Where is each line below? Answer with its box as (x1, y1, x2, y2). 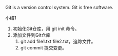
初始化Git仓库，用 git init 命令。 (12, 25, 80, 32)
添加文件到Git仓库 (12, 32, 51, 38)
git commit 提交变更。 (20, 45, 67, 50)
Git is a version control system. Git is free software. (5, 5, 114, 10)
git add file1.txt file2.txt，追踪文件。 (20, 38, 96, 44)
